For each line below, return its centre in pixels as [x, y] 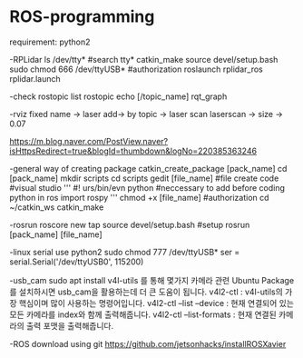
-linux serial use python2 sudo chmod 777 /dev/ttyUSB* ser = [125, 252]
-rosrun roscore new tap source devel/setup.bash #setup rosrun [130, 224]
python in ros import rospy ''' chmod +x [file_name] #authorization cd [139, 197]
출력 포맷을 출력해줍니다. [70, 325]
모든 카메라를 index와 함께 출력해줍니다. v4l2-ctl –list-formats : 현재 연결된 [143, 314]
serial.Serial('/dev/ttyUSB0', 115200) [77, 262]
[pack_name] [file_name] [56, 234]
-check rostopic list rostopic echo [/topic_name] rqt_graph [118, 96]
